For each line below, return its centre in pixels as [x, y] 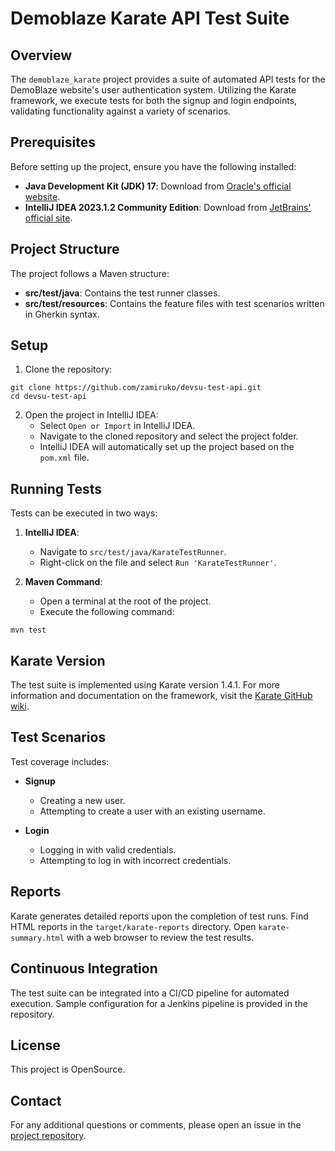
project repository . [48, 1136]
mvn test [28, 630]
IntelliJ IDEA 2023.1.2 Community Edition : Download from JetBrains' [168, 207]
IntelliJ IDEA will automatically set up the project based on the [167, 447]
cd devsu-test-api [48, 397]
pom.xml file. [64, 458]
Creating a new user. [82, 800]
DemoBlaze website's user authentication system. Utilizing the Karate [153, 90]
